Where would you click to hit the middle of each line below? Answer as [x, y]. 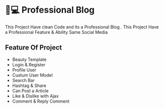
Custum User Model [32, 75]
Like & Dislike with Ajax [35, 96]
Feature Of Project [34, 48]
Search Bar [23, 80]
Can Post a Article [30, 91]
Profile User [24, 70]
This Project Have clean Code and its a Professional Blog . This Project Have [82, 27]
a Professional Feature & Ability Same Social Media [56, 32]
